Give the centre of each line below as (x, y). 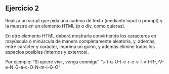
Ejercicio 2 (22, 8)
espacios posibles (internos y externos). (47, 52)
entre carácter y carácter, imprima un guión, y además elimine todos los (80, 46)
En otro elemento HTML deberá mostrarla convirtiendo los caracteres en (81, 35)
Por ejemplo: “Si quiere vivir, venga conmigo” (52, 62)
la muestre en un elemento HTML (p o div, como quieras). (65, 26)
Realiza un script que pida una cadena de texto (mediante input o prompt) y (84, 20)
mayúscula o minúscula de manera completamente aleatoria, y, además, (80, 41)
